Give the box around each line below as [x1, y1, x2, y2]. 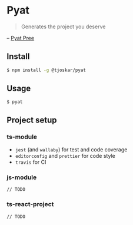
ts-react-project [6, 200, 54, 209]
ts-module [6, 133, 38, 141]
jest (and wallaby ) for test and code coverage [15, 146, 128, 153]
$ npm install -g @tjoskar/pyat [6, 67, 86, 73]
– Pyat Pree [6, 34, 35, 41]
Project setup [6, 115, 58, 125]
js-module [6, 173, 37, 181]
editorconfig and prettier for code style [15, 153, 115, 160]
